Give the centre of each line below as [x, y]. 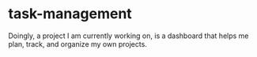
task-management [70, 14]
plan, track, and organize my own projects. [78, 44]
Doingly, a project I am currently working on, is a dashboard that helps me [128, 36]
